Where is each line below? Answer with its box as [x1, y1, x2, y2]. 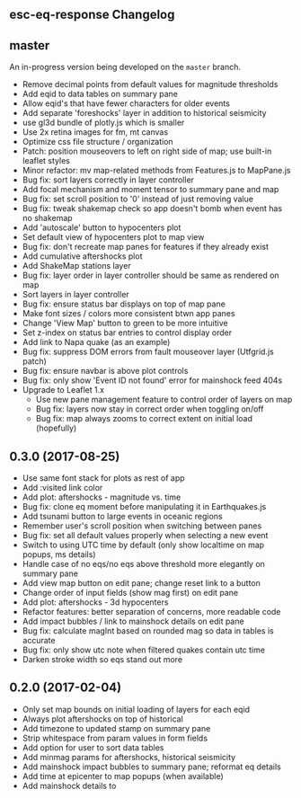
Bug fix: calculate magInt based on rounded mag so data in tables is [22, 625, 274, 636]
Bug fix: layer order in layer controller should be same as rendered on [22, 270, 280, 281]
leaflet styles [22, 155, 70, 166]
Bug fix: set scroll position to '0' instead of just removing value [22, 193, 254, 205]
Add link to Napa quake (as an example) [22, 337, 171, 348]
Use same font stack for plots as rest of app [22, 473, 186, 483]
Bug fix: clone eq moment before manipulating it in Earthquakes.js [22, 501, 267, 512]
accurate [22, 635, 56, 646]
